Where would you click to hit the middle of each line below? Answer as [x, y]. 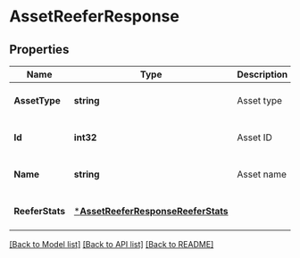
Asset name [262, 174]
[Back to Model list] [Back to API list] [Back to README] [112, 244]
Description [262, 75]
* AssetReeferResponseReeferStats [151, 211]
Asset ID [254, 137]
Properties [39, 50]
